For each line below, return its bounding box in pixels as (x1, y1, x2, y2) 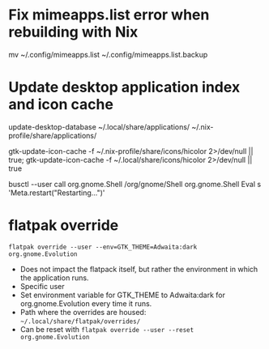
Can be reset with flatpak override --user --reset (19, 324, 194, 334)
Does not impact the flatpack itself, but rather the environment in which (19, 264, 258, 274)
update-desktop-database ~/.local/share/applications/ (8, 121, 190, 131)
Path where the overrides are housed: (19, 307, 147, 317)
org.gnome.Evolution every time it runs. (19, 298, 152, 309)
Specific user (19, 281, 65, 291)
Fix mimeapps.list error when (8, 6, 210, 24)
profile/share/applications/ (8, 130, 97, 140)
